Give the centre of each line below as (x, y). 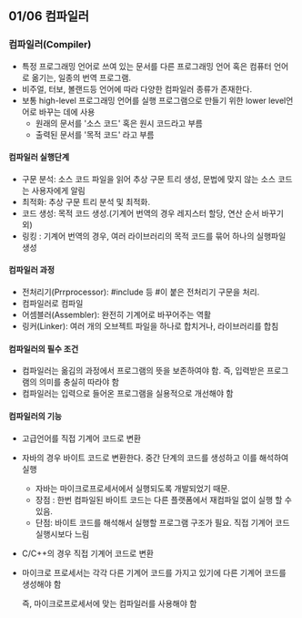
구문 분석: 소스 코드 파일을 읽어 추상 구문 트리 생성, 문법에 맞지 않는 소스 (149, 179)
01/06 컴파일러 (49, 16)
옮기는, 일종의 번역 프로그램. (81, 77)
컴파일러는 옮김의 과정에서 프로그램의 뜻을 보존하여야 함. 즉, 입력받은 (143, 371)
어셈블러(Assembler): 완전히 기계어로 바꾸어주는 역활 (116, 315)
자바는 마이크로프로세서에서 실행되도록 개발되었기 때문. (133, 488)
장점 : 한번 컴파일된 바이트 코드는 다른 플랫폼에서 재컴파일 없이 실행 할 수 (164, 500)
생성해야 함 (41, 584)
